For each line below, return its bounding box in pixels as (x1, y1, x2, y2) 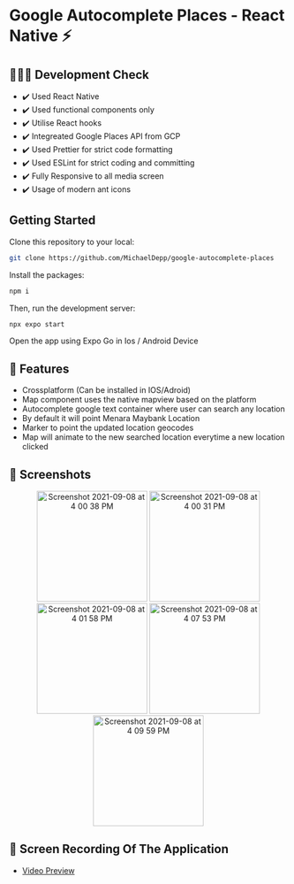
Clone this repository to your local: (9, 236, 135, 247)
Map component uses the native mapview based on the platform (21, 395, 257, 405)
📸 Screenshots (9, 466, 92, 482)
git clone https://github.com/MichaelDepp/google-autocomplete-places (9, 253, 275, 262)
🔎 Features (9, 361, 70, 376)
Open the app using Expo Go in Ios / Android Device (9, 335, 199, 346)
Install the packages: (9, 269, 85, 280)
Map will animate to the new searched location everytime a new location (21, 432, 285, 442)
